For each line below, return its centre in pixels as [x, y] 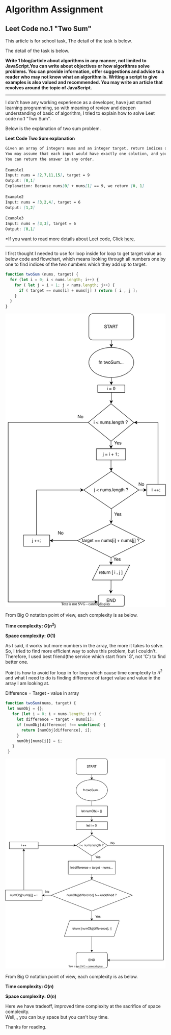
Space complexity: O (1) [31, 636]
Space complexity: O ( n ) [31, 996]
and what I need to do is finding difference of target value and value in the [83, 678]
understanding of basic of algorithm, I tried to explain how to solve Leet [80, 113]
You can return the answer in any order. [50, 159]
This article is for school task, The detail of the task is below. [69, 41]
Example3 [15, 218]
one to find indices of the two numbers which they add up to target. [76, 264]
